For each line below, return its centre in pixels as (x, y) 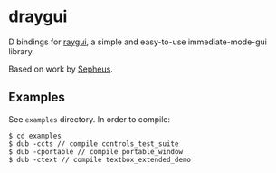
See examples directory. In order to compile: (90, 119)
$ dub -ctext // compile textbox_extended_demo (100, 159)
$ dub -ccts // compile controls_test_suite (94, 144)
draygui (38, 17)
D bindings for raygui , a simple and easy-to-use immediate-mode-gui (138, 42)
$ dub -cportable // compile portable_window (95, 151)
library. (22, 51)
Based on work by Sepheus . (61, 69)
